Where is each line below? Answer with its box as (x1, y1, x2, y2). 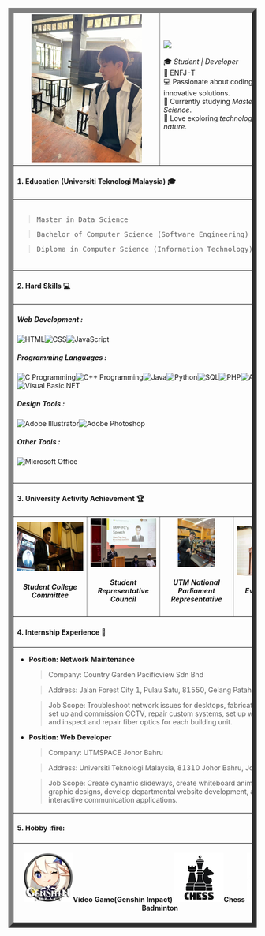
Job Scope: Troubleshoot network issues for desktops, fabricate (48, 701, 257, 710)
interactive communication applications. (48, 796, 178, 805)
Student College (22, 582, 77, 591)
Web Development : (17, 314, 83, 324)
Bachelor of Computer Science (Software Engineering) (36, 230, 249, 239)
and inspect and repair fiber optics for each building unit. (48, 717, 233, 727)
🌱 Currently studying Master (163, 96, 256, 106)
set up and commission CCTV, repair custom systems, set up (48, 709, 247, 718)
